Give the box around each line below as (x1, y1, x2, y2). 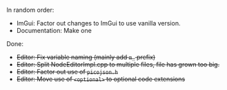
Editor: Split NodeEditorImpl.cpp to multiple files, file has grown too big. (16, 60, 220, 68)
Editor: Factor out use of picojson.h (16, 68, 119, 76)
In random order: (6, 6, 55, 14)
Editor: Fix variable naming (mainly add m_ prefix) (16, 53, 156, 61)
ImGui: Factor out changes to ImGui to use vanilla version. (16, 19, 181, 27)
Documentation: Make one (16, 27, 92, 34)
